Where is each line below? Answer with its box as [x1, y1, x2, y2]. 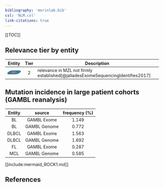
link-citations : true [5, 18, 49, 23]
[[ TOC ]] [5, 32, 20, 38]
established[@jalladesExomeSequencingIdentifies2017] [37, 72, 151, 78]
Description [85, 60, 110, 66]
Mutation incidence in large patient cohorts [5, 88, 140, 96]
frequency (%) [62, 110, 94, 116]
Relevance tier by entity [5, 46, 79, 54]
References [5, 175, 41, 184]
